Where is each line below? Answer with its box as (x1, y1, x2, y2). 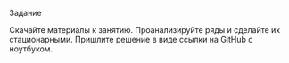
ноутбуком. (9, 43, 54, 54)
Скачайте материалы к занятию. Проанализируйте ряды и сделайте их (9, 25, 281, 35)
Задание (9, 8, 42, 18)
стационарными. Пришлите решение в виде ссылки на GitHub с (9, 35, 253, 44)
